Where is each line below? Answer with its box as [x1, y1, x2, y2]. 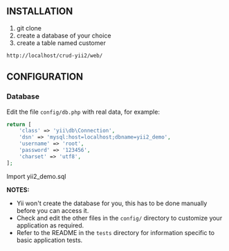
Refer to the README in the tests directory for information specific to [16, 228, 215, 236]
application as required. [16, 221, 84, 230]
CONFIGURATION [6, 71, 84, 83]
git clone [16, 24, 42, 32]
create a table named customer [16, 38, 107, 47]
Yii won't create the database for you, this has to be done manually [16, 199, 208, 207]
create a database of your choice [16, 31, 111, 40]
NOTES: [6, 185, 30, 193]
